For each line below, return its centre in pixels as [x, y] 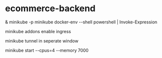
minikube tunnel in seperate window [42, 41]
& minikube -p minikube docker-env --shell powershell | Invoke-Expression [81, 22]
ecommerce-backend [50, 9]
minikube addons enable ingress [38, 31]
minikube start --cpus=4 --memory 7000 [47, 50]
